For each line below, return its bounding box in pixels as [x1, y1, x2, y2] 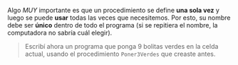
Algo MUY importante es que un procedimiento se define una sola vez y [7, 6, 219, 14]
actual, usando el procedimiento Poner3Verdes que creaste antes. [24, 49, 216, 58]
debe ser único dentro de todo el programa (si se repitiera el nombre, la [7, 21, 218, 29]
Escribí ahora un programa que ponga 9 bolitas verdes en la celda [24, 42, 219, 50]
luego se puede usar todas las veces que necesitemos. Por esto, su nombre [7, 13, 231, 22]
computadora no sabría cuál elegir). [7, 28, 113, 37]
